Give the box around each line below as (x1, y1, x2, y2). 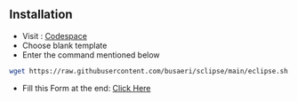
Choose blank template (21, 40, 108, 51)
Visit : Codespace (21, 30, 87, 41)
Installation (9, 7, 73, 22)
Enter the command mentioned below (21, 49, 160, 60)
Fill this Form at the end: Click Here (21, 82, 151, 93)
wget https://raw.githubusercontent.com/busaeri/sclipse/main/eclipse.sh (9, 67, 289, 75)
